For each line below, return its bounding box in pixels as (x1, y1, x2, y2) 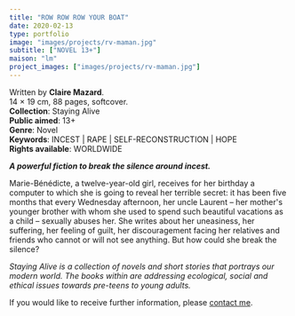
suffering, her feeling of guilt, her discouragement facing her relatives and (9, 225, 280, 235)
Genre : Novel (9, 124, 59, 135)
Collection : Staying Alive (9, 106, 100, 116)
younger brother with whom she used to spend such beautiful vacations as (9, 206, 284, 217)
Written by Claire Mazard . (9, 86, 105, 98)
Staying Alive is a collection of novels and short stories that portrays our (9, 261, 275, 272)
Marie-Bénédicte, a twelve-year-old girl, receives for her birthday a (9, 178, 255, 188)
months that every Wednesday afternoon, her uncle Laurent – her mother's (9, 196, 283, 207)
